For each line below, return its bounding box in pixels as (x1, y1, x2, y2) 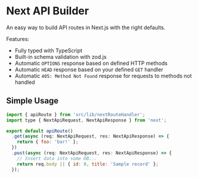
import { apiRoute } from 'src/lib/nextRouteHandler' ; (6, 111, 146, 117)
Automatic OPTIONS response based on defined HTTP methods (14, 60, 168, 67)
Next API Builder (6, 4, 89, 18)
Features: (6, 35, 30, 42)
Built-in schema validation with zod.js (14, 53, 107, 60)
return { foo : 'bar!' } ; (17, 139, 79, 145)
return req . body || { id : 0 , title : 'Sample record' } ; (17, 161, 159, 167)
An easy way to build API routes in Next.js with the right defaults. (6, 24, 166, 31)
